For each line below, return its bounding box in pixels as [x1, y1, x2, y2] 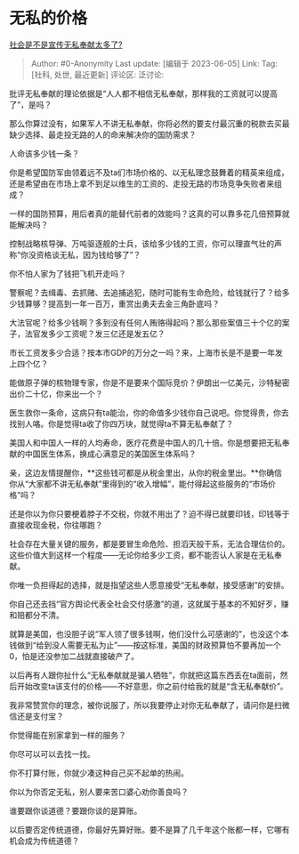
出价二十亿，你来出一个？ [9, 388, 103, 399]
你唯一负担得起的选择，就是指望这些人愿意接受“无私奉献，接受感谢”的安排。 [9, 579, 289, 590]
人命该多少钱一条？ [9, 148, 80, 158]
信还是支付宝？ [9, 711, 64, 721]
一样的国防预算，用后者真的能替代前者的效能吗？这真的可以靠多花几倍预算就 [9, 208, 290, 219]
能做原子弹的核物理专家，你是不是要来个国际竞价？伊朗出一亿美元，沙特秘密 [9, 377, 290, 388]
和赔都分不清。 [9, 609, 64, 620]
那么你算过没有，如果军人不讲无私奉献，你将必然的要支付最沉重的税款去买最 [9, 117, 290, 129]
